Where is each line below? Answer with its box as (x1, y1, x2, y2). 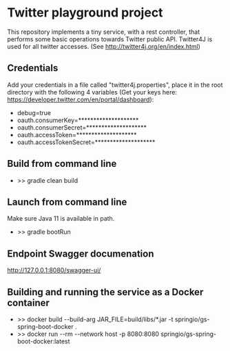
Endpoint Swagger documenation (7, 248, 154, 259)
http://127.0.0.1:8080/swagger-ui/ (7, 266, 101, 274)
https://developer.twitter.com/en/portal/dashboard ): (7, 95, 154, 103)
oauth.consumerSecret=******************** (17, 123, 147, 132)
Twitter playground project (7, 5, 163, 21)
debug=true (17, 108, 52, 117)
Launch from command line (7, 196, 127, 208)
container (7, 297, 50, 308)
